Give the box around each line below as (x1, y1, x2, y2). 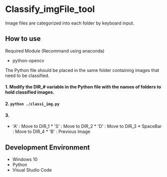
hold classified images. (5, 89, 55, 95)
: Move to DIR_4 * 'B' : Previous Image (12, 128, 91, 134)
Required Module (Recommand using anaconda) (5, 47, 105, 53)
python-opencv (12, 57, 45, 63)
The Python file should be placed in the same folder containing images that (5, 67, 160, 73)
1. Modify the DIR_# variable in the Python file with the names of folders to (5, 84, 162, 90)
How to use (5, 34, 41, 43)
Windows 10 (12, 156, 38, 162)
